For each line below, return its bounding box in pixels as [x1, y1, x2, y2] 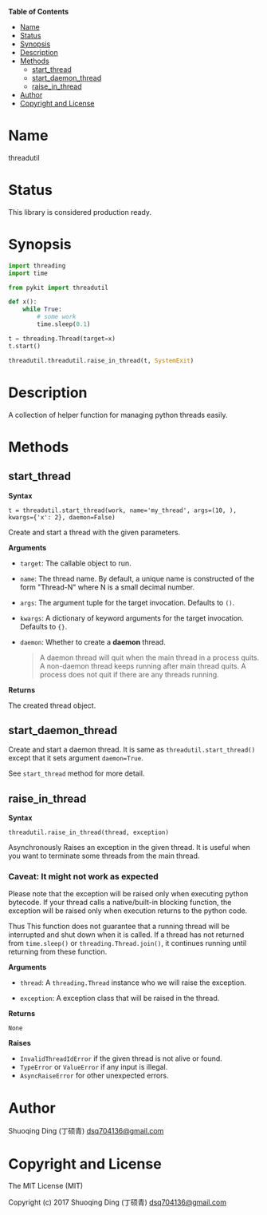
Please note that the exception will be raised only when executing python [8, 889, 249, 899]
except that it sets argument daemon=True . [8, 753, 143, 763]
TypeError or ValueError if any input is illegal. [19, 1062, 168, 1072]
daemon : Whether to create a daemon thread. [19, 637, 166, 646]
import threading [8, 261, 66, 270]
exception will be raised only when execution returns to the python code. [8, 906, 248, 915]
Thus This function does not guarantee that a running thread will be [8, 922, 230, 931]
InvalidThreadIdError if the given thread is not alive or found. [19, 1054, 223, 1063]
